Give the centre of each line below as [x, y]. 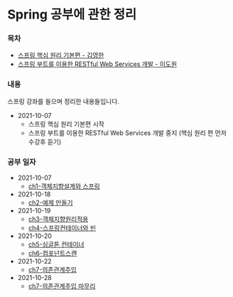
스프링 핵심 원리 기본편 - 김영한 [61, 55]
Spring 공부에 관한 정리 [72, 15]
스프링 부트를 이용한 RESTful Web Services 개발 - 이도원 [97, 64]
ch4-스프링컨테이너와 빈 [62, 228]
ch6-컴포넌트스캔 [53, 254]
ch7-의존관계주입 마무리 [62, 286]
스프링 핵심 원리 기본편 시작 [66, 124]
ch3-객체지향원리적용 [58, 219]
